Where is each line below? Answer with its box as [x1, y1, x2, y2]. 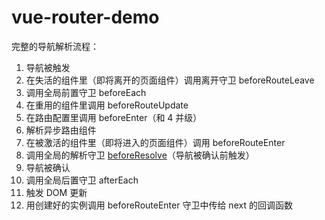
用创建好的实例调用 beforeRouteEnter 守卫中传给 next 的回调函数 [25, 199, 293, 211]
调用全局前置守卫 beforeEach [25, 86, 147, 98]
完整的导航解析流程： [11, 40, 99, 52]
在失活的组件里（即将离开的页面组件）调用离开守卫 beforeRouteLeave [25, 74, 315, 86]
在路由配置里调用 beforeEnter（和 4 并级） [25, 111, 203, 123]
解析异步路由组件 [25, 124, 97, 136]
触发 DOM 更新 [25, 186, 88, 198]
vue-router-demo [11, 6, 160, 29]
